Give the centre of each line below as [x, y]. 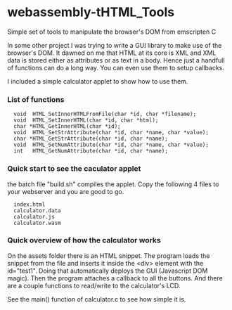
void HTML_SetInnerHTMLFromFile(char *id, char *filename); [105, 114]
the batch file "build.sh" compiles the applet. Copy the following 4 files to [113, 184]
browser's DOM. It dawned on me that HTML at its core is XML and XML [112, 53]
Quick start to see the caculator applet [74, 169]
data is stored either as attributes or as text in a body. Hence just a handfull [116, 60]
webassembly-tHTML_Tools [91, 12]
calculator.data [37, 211]
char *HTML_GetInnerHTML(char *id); [67, 127]
